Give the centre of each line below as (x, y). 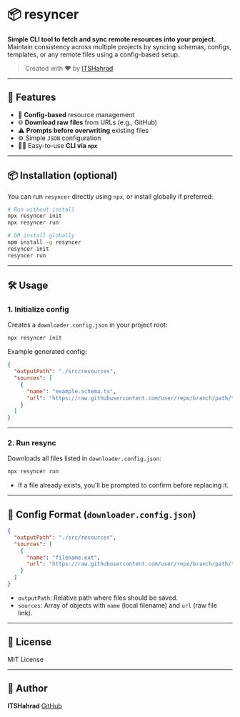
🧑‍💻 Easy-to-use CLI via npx (57, 145)
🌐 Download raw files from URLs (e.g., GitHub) (87, 122)
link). (25, 613)
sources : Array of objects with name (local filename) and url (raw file (117, 605)
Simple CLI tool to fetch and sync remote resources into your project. (112, 39)
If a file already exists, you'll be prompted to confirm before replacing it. (123, 485)
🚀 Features (32, 98)
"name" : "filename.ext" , (63, 558)
